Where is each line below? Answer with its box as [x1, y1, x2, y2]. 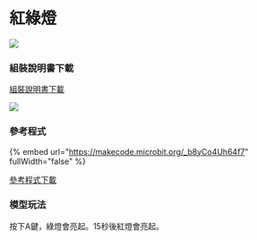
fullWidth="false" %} [9, 156, 87, 167]
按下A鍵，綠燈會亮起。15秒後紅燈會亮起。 [9, 220, 164, 231]
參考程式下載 [9, 174, 56, 184]
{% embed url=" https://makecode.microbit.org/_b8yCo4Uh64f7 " [9, 146, 249, 157]
